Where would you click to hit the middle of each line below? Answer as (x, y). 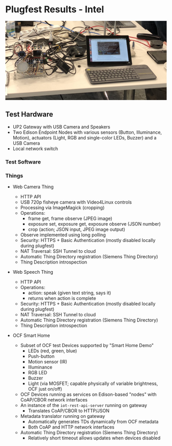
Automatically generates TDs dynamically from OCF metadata (93, 422)
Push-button (41, 356)
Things (14, 175)
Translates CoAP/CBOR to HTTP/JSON (69, 411)
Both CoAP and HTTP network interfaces (71, 427)
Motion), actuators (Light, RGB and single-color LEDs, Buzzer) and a (85, 137)
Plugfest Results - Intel (55, 9)
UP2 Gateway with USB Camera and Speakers (61, 127)
